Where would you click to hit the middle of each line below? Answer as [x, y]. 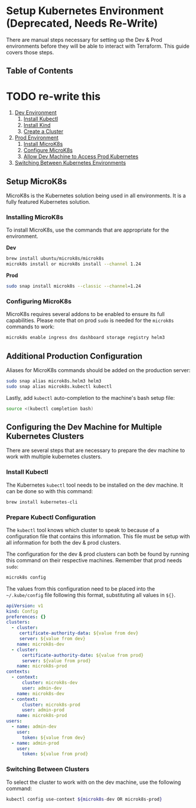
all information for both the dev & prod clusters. [63, 542]
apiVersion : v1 [25, 606]
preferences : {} [26, 617]
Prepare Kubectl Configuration [51, 517]
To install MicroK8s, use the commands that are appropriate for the [88, 230]
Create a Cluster [43, 132]
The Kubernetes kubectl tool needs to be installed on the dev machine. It [95, 485]
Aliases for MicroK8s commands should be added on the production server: [98, 370]
